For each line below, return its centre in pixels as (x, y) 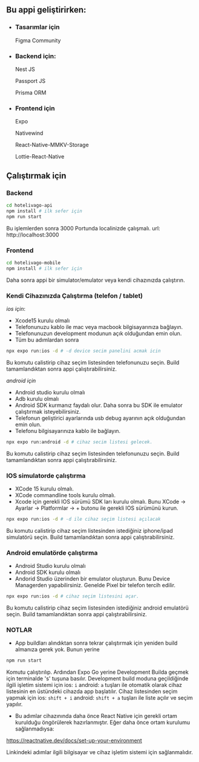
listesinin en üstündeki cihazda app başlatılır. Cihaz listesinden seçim (92, 691)
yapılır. (15, 705)
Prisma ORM (31, 93)
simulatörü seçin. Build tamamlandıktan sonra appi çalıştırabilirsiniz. (90, 537)
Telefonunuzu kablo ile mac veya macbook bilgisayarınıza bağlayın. (99, 327)
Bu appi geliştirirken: (46, 10)
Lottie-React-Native (40, 157)
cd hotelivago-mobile (34, 262)
